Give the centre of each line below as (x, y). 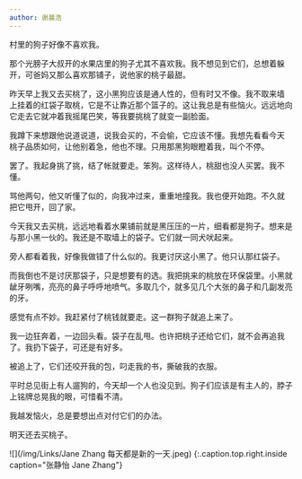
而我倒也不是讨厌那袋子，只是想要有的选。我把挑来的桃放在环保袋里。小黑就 (151, 275)
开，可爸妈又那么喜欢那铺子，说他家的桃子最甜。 (100, 74)
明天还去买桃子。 (41, 434)
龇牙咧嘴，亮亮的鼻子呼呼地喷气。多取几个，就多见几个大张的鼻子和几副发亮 (151, 286)
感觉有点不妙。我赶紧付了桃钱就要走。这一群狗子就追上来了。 (124, 317)
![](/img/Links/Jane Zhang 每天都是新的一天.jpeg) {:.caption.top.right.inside (148, 453)
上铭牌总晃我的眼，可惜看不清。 (68, 396)
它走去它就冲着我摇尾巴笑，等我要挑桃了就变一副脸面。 (111, 116)
